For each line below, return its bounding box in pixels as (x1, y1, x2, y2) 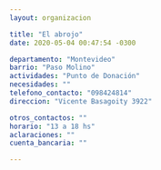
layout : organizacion (9, 13, 92, 23)
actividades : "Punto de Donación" (9, 72, 141, 81)
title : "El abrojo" (9, 29, 84, 39)
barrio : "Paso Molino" (9, 63, 96, 73)
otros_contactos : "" (9, 113, 88, 123)
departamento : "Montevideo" (9, 55, 116, 64)
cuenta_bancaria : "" (9, 138, 88, 148)
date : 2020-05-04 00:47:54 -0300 (9, 38, 136, 47)
